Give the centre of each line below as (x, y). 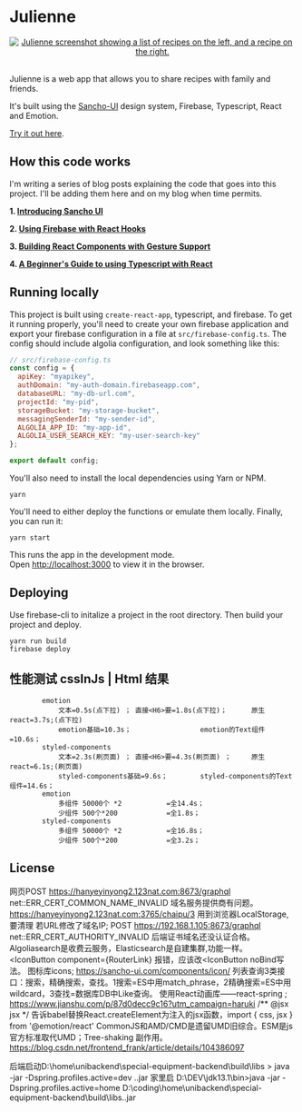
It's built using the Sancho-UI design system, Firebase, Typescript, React (146, 105)
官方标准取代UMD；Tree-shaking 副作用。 (88, 1037)
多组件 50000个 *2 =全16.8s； (131, 830)
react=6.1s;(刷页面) (46, 766)
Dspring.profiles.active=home (65, 1087)
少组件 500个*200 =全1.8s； (129, 813)
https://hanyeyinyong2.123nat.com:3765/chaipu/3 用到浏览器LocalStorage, (149, 914)
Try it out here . (37, 133)
